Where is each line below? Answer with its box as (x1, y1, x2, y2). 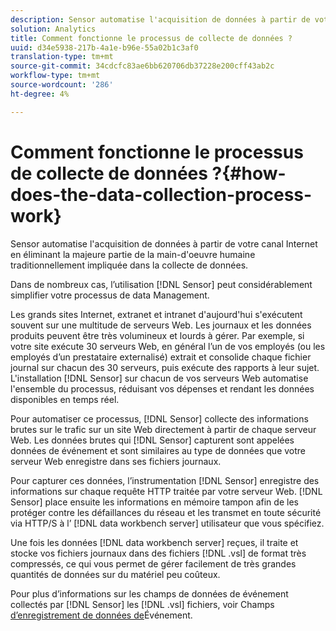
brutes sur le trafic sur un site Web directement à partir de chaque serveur (10, 423, 317, 435)
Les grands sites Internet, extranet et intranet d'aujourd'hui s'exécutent (10, 308, 303, 320)
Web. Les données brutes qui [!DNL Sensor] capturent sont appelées (10, 434, 295, 446)
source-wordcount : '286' (10, 80, 114, 90)
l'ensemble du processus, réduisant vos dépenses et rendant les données (10, 382, 315, 395)
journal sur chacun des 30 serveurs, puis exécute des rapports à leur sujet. (10, 361, 320, 373)
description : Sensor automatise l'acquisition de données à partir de (10, 14, 311, 25)
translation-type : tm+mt (10, 52, 114, 62)
